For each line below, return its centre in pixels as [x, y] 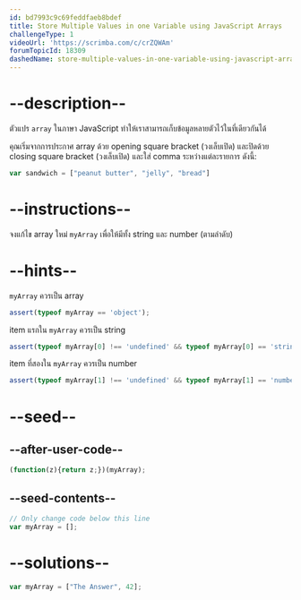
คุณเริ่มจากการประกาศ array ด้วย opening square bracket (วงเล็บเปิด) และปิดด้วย [139, 146]
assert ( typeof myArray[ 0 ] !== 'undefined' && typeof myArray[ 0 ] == [138, 347]
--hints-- [43, 270]
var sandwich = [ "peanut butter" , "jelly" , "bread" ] [110, 173]
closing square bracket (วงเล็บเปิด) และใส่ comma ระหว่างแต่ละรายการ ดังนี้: [133, 156]
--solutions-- [60, 563]
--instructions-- [70, 209]
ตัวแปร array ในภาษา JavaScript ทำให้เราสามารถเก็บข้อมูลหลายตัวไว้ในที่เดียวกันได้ [138, 128]
